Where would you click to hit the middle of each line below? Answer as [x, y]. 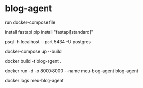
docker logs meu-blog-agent [34, 80]
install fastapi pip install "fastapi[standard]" [49, 32]
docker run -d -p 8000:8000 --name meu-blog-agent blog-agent [72, 71]
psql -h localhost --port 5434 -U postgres [48, 42]
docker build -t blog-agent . [33, 61]
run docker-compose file [30, 22]
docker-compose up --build [33, 51]
